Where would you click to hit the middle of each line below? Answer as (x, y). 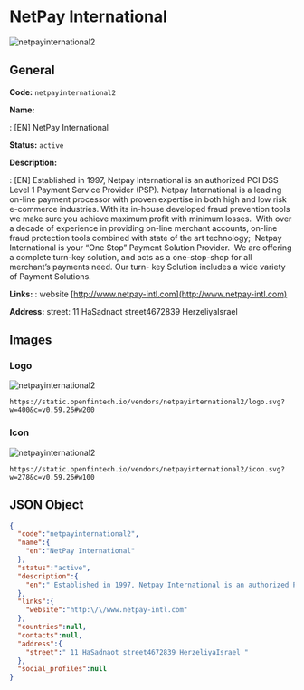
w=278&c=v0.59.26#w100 (52, 477)
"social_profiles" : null (62, 669)
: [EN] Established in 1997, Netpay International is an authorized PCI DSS (144, 180)
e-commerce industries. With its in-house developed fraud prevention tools (150, 209)
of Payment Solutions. (51, 276)
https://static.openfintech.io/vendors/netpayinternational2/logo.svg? (147, 402)
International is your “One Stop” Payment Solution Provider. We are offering (151, 248)
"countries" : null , (52, 627)
